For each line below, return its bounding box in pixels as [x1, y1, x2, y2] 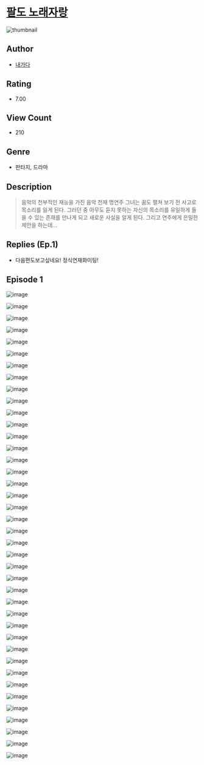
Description [6, 181, 52, 192]
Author [6, 44, 33, 54]
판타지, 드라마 [15, 163, 49, 171]
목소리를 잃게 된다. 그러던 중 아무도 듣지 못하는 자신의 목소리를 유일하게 [21, 206, 191, 214]
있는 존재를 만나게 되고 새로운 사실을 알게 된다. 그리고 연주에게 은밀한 [34, 214, 199, 221]
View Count [6, 112, 52, 123]
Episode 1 [6, 275, 44, 285]
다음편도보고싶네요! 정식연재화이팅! [15, 256, 99, 264]
